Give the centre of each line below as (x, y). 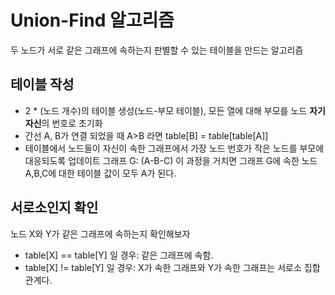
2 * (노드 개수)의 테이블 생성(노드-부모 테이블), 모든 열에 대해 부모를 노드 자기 (175, 110)
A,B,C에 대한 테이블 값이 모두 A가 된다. (100, 173)
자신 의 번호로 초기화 (63, 123)
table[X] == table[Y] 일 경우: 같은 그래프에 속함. (119, 255)
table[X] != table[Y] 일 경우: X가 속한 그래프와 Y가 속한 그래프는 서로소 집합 (172, 267)
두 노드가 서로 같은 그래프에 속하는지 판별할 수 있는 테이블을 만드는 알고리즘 (157, 50)
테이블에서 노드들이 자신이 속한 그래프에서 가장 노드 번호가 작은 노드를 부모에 (174, 148)
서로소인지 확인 (54, 207)
